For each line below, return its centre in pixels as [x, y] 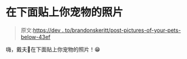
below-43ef [35, 37]
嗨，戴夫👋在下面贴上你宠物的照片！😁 [53, 49]
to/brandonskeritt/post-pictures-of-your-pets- [123, 30]
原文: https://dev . [42, 30]
